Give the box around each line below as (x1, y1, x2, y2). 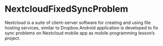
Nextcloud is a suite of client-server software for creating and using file (4, 20, 151, 25)
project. (4, 35, 21, 41)
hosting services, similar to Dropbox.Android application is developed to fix (4, 24, 159, 30)
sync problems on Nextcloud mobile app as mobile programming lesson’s (4, 30, 155, 36)
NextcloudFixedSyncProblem (4, 3, 129, 15)
